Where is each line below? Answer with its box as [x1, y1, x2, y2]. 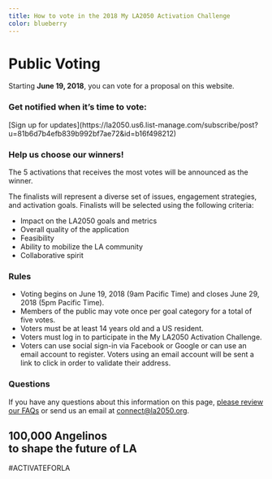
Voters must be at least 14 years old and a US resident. [19, 324, 205, 334]
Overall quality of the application [19, 225, 130, 235]
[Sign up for [8, 119, 49, 130]
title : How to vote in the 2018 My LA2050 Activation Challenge [8, 11, 231, 20]
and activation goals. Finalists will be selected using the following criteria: [8, 201, 254, 210]
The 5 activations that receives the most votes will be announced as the [8, 167, 249, 177]
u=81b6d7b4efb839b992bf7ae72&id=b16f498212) [8, 128, 177, 138]
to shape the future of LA [8, 442, 137, 455]
